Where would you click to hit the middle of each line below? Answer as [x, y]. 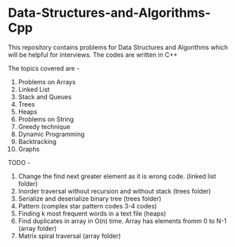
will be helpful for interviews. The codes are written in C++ [93, 55]
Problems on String [46, 119]
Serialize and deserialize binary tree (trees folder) [90, 199]
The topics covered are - [44, 68]
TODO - [19, 162]
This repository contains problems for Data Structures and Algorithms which [118, 47]
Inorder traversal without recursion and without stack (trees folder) [114, 191]
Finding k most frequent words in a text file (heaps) [92, 213]
